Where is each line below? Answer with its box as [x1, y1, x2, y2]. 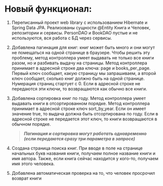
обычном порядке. [11, 121, 51, 127]
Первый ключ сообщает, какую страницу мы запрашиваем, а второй [11, 70, 157, 76]
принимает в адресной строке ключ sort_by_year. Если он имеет [11, 106, 146, 112]
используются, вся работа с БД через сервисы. [11, 35, 112, 41]
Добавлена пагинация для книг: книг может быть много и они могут [11, 44, 155, 50]
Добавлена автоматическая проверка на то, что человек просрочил [11, 170, 155, 176]
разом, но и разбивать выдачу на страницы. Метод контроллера [11, 60, 147, 66]
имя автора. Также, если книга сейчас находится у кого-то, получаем [11, 155, 159, 161]
